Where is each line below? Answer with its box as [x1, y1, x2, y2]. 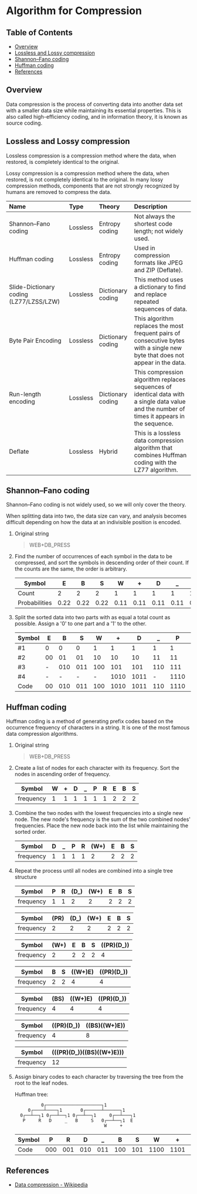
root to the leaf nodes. [14, 1079, 69, 1086]
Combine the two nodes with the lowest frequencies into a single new [14, 810, 183, 817]
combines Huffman [134, 451, 187, 459]
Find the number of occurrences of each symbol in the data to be [14, 553, 173, 560]
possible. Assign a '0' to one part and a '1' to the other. [14, 620, 147, 627]
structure [14, 874, 37, 881]
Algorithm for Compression [6, 4, 142, 18]
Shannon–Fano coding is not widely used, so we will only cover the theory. [6, 501, 186, 508]
